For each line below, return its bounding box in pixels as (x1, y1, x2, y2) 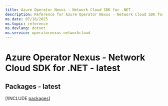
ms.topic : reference (5, 21, 48, 26)
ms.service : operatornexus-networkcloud (5, 30, 91, 35)
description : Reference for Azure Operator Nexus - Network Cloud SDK (5, 12, 155, 17)
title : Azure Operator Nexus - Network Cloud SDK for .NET (5, 7, 131, 12)
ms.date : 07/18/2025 (5, 16, 48, 21)
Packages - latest (5, 82, 61, 91)
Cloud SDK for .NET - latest (5, 63, 120, 74)
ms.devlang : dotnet (5, 26, 46, 31)
